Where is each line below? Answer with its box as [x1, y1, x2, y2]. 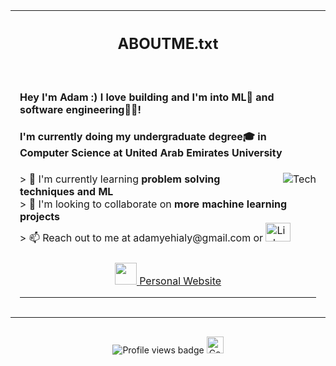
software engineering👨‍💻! [19, 102, 142, 116]
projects [19, 209, 61, 223]
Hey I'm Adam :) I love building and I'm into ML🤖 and [19, 90, 275, 104]
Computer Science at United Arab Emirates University [19, 146, 283, 160]
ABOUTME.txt [117, 34, 219, 53]
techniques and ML [19, 184, 114, 198]
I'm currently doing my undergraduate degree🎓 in [19, 130, 267, 144]
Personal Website [139, 274, 222, 288]
